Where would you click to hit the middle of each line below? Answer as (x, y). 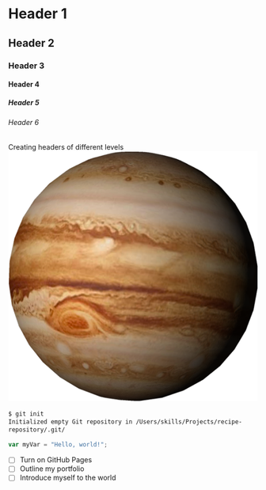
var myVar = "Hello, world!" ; (58, 445)
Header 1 (38, 14)
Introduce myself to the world (68, 478)
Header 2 (32, 43)
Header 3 (27, 66)
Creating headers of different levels (66, 146)
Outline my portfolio (52, 469)
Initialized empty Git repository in (70, 422)
